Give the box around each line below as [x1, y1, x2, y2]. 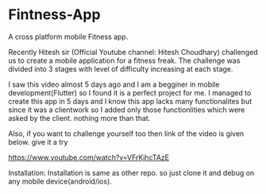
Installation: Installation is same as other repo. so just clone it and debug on [8, 168, 255, 177]
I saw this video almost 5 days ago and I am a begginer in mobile [8, 80, 220, 89]
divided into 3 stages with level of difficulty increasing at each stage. [8, 64, 233, 73]
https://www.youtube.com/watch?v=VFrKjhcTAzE [8, 153, 169, 162]
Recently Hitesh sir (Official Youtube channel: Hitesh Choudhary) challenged [8, 47, 258, 56]
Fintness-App [8, 6, 101, 24]
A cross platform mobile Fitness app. [8, 32, 129, 41]
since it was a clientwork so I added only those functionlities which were [8, 105, 245, 114]
